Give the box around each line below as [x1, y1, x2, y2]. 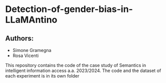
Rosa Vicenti [12, 52, 39, 58]
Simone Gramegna [12, 47, 51, 53]
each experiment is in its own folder [5, 73, 80, 78]
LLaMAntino [5, 14, 58, 25]
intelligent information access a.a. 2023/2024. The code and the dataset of [5, 67, 161, 73]
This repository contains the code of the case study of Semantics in [5, 62, 146, 68]
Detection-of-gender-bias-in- [5, 3, 133, 15]
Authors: [5, 34, 34, 42]
